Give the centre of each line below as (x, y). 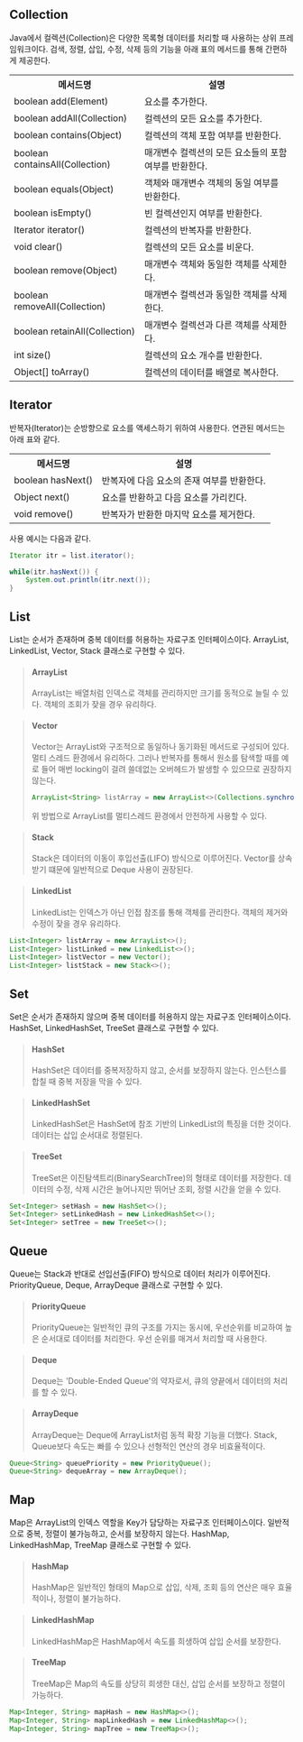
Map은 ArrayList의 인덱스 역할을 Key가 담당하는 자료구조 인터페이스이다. (138, 1523)
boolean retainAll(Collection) (74, 331)
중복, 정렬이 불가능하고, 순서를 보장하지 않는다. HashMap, (128, 1534)
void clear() (38, 246)
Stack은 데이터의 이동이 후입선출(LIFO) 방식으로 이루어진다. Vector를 (154, 858)
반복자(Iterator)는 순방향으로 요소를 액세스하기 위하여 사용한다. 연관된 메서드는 (147, 428)
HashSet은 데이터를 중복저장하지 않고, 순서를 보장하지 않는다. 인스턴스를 (159, 1070)
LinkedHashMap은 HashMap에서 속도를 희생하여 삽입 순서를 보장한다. (156, 1641)
